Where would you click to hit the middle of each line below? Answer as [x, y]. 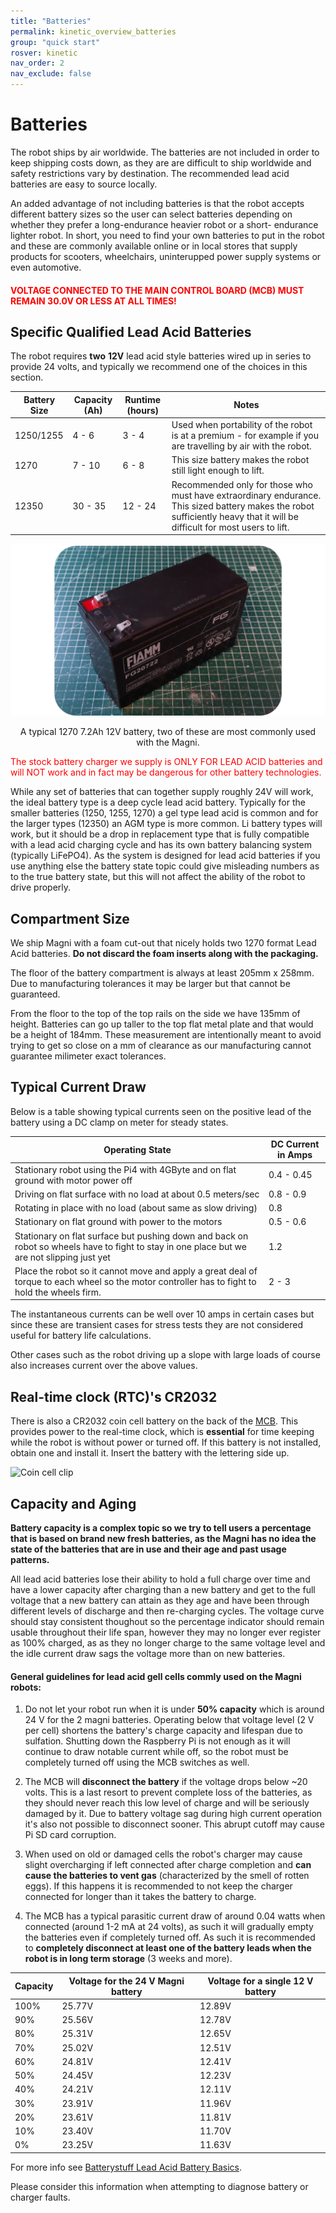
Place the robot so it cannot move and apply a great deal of [136, 1271]
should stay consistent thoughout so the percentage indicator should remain [167, 1621]
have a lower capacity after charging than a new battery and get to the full [163, 1589]
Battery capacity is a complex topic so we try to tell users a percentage [161, 1527]
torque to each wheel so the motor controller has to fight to [135, 1281]
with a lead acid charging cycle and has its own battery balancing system [161, 845]
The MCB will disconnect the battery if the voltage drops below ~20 [166, 1782]
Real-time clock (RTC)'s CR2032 [114, 1396]
